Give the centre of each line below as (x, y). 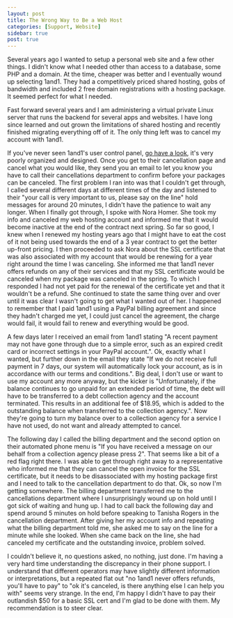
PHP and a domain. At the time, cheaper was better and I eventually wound (115, 75)
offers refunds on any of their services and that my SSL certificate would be (116, 272)
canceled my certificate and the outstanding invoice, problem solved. (106, 543)
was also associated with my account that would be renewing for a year (110, 257)
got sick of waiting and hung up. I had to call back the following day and (110, 506)
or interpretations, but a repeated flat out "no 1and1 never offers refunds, (111, 578)
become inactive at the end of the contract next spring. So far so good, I (111, 227)
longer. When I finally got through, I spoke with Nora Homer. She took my (112, 213)
